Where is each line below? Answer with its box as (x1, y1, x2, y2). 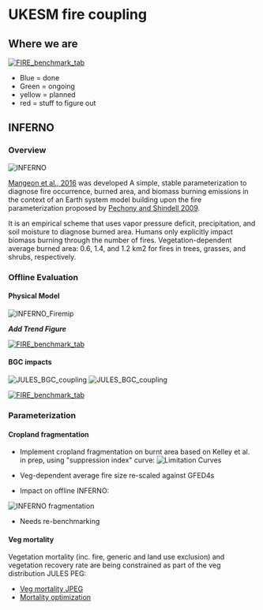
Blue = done (19, 73, 60, 82)
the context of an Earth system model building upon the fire (8, 195, 202, 204)
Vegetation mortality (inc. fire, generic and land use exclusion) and (8, 552, 225, 562)
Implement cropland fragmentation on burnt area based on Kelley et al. (19, 447, 250, 457)
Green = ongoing (19, 81, 75, 91)
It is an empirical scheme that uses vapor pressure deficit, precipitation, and (8, 219, 256, 228)
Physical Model (8, 291, 60, 301)
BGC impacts (8, 357, 53, 367)
